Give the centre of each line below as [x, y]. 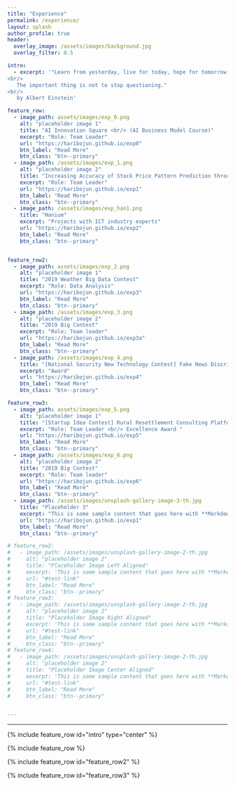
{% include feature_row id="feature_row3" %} [74, 775]
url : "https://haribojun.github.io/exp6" [81, 481]
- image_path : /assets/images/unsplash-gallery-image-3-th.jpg [107, 501]
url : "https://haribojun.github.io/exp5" [81, 435]
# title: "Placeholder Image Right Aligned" [79, 618]
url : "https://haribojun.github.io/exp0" [81, 143]
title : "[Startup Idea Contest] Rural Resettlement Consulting [114, 422]
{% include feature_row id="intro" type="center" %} [83, 735]
